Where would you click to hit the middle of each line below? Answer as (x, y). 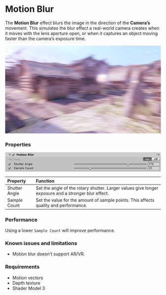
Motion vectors (28, 278)
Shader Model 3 (29, 288)
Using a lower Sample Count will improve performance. (60, 231)
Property (17, 181)
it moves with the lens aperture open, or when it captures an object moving (82, 33)
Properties (18, 145)
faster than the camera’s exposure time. (45, 39)
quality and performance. (62, 205)
